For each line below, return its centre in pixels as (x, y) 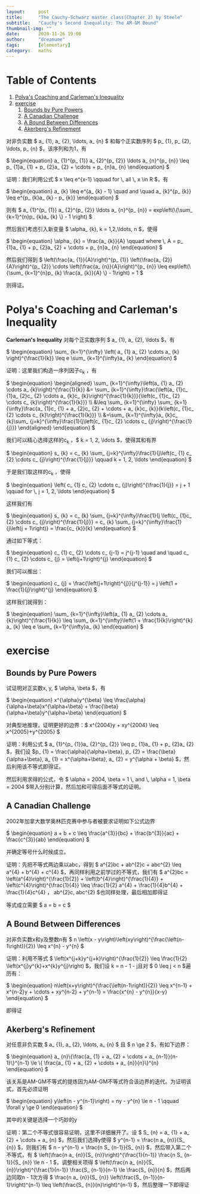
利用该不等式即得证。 (37, 767)
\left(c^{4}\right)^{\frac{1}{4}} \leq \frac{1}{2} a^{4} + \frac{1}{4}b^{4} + (95, 885)
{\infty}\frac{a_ (24, 409)
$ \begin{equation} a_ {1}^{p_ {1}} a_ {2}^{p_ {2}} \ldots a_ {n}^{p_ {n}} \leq (98, 160)
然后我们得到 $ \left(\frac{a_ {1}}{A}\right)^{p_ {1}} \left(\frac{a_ (84, 259)
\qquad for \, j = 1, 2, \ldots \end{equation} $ (61, 491)
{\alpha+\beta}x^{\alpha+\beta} (45, 706)
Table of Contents (51, 80)
